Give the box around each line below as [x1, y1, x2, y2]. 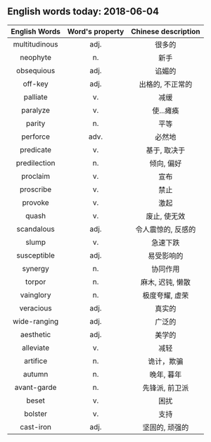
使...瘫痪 [152, 106, 179, 115]
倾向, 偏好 [149, 158, 182, 168]
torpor [25, 277, 46, 286]
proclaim [20, 171, 51, 181]
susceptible [16, 250, 55, 260]
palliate [23, 91, 48, 101]
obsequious [16, 65, 56, 75]
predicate [20, 144, 51, 154]
